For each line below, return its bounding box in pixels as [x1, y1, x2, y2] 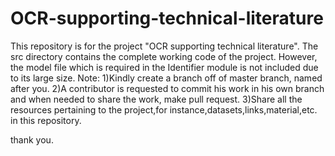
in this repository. [10, 114, 82, 126]
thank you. [10, 133, 54, 146]
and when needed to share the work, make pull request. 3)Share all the [10, 93, 303, 105]
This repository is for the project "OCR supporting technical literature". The [10, 40, 319, 52]
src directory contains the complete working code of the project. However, [10, 50, 318, 62]
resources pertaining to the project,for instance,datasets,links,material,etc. [10, 103, 318, 116]
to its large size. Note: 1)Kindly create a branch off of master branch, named [10, 72, 323, 84]
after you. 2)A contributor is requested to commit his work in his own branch [10, 82, 325, 94]
